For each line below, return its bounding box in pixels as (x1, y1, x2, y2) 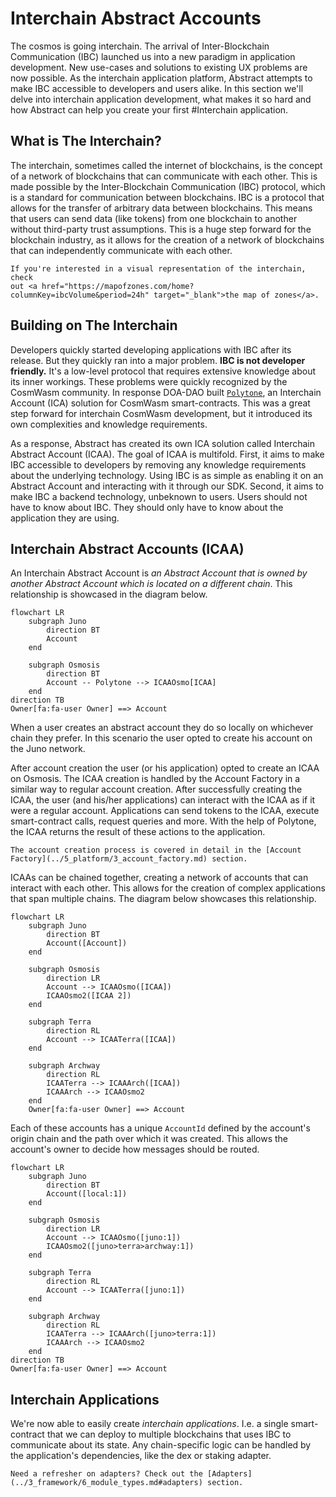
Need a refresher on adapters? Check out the (10, 1469, 203, 1479)
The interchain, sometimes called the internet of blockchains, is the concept (10, 159, 323, 171)
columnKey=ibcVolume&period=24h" (10, 290, 150, 300)
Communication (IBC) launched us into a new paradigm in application (10, 50, 296, 62)
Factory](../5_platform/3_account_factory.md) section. (10, 854, 248, 864)
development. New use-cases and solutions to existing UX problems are (10, 61, 308, 73)
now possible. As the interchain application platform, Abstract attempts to (10, 72, 313, 84)
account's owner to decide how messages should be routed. (10, 1143, 260, 1156)
